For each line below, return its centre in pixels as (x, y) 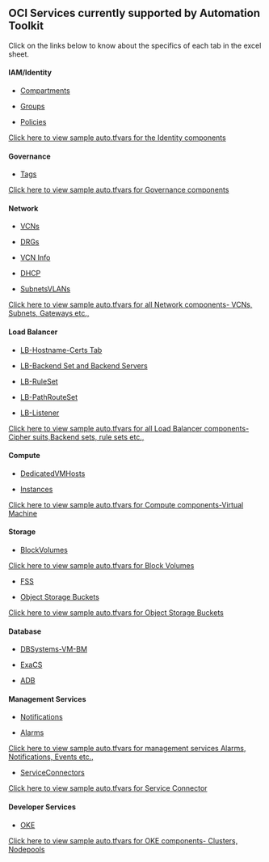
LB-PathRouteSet (49, 397)
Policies (33, 122)
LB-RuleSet (39, 381)
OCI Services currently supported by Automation (134, 13)
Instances (36, 489)
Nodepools (27, 849)
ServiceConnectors (52, 773)
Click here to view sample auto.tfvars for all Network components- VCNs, (130, 305)
